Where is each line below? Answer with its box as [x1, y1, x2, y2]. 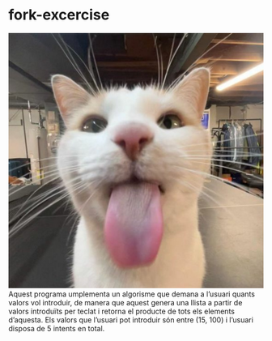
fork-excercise [8, 6, 110, 24]
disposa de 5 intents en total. [8, 323, 105, 333]
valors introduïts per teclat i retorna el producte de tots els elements [8, 306, 235, 316]
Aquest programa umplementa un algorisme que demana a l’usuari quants [8, 289, 255, 299]
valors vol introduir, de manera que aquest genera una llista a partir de [8, 297, 243, 307]
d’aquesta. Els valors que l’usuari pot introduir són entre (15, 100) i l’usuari [8, 314, 253, 325]
